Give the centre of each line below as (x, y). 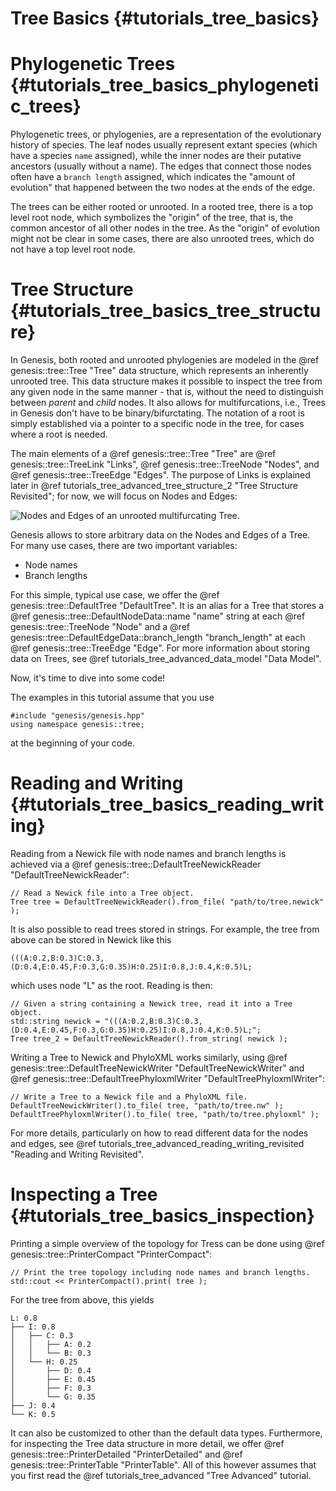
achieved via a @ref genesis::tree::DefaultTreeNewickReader (136, 864)
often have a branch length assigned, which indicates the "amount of (153, 177)
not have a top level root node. (73, 249)
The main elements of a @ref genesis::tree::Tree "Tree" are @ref (143, 454)
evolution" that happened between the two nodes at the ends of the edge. (163, 188)
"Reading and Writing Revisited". (77, 1154)
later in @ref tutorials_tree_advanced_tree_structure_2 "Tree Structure (154, 486)
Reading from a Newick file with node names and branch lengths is (148, 853)
